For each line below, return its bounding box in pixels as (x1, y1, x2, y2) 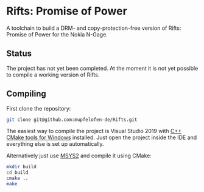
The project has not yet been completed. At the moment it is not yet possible (6, 64, 199, 72)
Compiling (6, 89, 47, 99)
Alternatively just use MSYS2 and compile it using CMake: (6, 152, 152, 159)
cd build (6, 170, 29, 176)
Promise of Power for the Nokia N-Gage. (6, 30, 108, 38)
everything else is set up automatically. (6, 140, 105, 148)
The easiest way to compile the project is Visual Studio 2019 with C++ (6, 128, 182, 135)
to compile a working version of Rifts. (6, 71, 100, 78)
